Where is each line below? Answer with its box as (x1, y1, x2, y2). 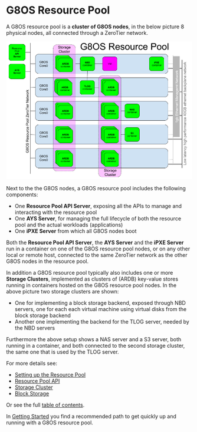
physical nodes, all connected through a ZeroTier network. (6, 29, 149, 36)
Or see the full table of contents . (6, 401, 85, 408)
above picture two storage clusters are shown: (6, 288, 119, 295)
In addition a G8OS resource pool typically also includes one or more (6, 269, 173, 276)
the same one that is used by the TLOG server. (6, 348, 119, 355)
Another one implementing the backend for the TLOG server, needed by (14, 318, 190, 325)
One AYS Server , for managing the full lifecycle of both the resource (14, 215, 182, 222)
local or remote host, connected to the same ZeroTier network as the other (6, 252, 188, 259)
